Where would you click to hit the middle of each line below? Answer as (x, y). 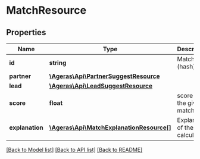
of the (185, 127)
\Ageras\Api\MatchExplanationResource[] (110, 127)
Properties (26, 32)
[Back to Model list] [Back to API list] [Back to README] (74, 150)
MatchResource (46, 10)
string (58, 63)
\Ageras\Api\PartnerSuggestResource (104, 76)
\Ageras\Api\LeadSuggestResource (101, 86)
